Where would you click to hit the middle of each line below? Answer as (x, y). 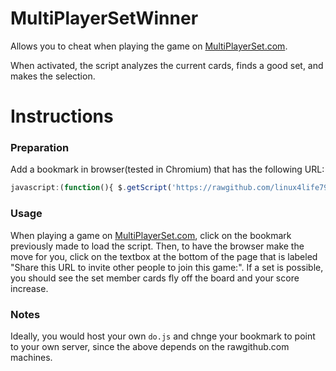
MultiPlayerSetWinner (104, 18)
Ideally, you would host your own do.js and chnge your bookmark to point (163, 336)
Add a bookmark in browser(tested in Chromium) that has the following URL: (167, 169)
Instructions (62, 116)
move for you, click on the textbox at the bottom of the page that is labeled (164, 256)
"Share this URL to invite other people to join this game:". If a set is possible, (167, 267)
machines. (31, 357)
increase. (29, 288)
